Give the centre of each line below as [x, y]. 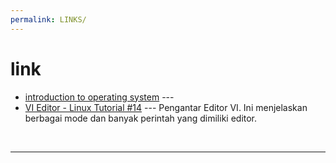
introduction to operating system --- [99, 97]
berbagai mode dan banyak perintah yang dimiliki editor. [141, 118]
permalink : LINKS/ [48, 19]
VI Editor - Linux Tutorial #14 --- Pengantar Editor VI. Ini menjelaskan [166, 107]
